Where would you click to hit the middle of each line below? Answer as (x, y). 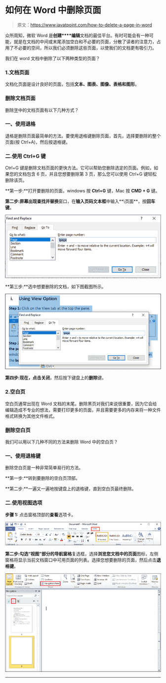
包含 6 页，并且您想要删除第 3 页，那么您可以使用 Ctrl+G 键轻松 (92, 174)
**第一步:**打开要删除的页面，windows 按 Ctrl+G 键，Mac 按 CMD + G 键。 (83, 191)
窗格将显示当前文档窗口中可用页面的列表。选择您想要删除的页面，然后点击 (81, 560)
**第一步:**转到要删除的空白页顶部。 (43, 478)
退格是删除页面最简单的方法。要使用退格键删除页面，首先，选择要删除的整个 (83, 136)
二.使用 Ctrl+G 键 (25, 156)
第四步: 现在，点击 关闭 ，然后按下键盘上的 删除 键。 (56, 378)
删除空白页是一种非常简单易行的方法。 (44, 468)
